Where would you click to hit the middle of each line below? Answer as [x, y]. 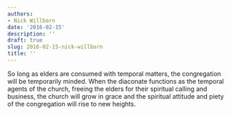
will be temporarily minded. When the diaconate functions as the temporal [116, 81]
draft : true [25, 40]
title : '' [22, 54]
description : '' [31, 34]
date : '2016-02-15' [36, 27]
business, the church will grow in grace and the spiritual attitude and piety [116, 96]
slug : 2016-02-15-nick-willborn [55, 47]
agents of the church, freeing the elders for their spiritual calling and [107, 89]
